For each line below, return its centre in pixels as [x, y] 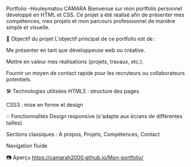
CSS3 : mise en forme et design [45, 105]
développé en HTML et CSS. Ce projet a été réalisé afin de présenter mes [95, 15]
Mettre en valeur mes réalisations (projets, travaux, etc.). [75, 62]
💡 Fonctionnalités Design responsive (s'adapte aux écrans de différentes [94, 116]
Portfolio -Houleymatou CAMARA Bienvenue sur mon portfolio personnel [94, 9]
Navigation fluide [27, 146]
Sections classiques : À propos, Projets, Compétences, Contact [83, 134]
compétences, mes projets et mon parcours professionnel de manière [91, 21]
